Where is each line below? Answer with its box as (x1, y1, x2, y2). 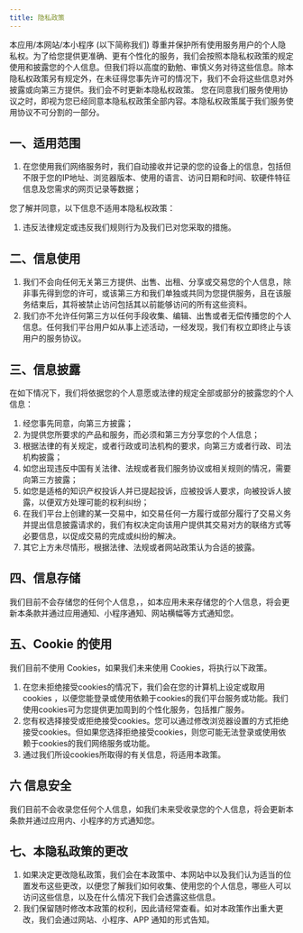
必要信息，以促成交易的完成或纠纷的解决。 (22, 531, 181, 542)
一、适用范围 (9, 136, 81, 151)
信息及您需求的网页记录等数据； (22, 184, 142, 195)
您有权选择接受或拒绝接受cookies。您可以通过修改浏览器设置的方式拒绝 (22, 715, 289, 726)
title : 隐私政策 (9, 13, 65, 23)
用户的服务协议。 (22, 333, 87, 343)
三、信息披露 (9, 361, 81, 377)
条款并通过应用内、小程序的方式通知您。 (9, 815, 160, 826)
